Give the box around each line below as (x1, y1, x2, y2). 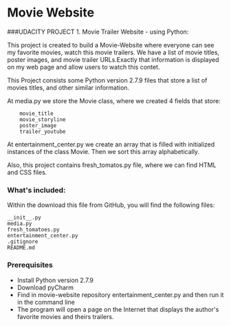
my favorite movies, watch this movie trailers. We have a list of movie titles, (7, 48, 220, 56)
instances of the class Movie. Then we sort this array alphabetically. (7, 147, 200, 155)
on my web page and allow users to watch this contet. (7, 63, 160, 71)
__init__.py (7, 215, 41, 221)
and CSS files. (7, 168, 47, 176)
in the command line (16, 298, 76, 306)
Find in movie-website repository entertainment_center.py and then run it (16, 290, 224, 298)
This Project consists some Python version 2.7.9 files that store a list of (7, 76, 208, 84)
